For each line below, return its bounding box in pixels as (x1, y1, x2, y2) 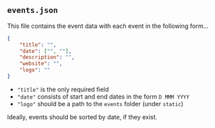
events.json (7, 5, 58, 16)
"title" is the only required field (16, 85, 110, 93)
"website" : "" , (19, 61, 63, 67)
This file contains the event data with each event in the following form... (7, 22, 209, 30)
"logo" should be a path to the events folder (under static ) (16, 99, 184, 108)
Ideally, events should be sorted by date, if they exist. (7, 112, 157, 121)
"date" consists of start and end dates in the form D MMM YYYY (16, 92, 190, 101)
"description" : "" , (19, 54, 75, 61)
